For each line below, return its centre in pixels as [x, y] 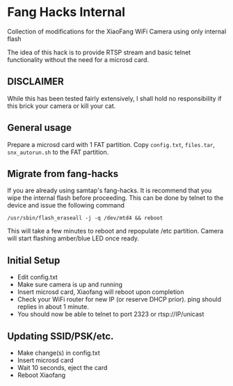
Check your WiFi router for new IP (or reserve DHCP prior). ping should [119, 300]
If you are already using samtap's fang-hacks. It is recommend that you [110, 191]
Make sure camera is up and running [70, 285]
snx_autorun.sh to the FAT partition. [58, 152]
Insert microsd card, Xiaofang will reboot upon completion [101, 292]
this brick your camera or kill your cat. [62, 106]
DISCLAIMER [35, 82]
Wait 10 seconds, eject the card [62, 368]
